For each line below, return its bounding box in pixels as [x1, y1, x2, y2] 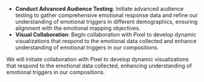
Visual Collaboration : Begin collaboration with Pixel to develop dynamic [15, 31, 197, 38]
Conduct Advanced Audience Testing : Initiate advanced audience [15, 5, 184, 12]
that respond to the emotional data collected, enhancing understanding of [6, 62, 192, 69]
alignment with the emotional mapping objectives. [15, 24, 140, 32]
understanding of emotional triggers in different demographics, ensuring [15, 18, 198, 25]
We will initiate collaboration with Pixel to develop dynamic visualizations [6, 56, 189, 63]
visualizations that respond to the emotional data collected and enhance [15, 38, 197, 44]
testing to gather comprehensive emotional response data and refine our [15, 12, 199, 19]
